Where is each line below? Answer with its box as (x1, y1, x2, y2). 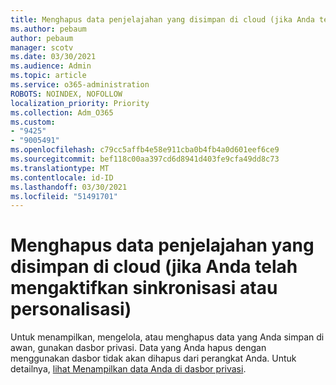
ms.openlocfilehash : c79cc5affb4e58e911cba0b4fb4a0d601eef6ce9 (10, 145, 280, 155)
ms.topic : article (10, 71, 87, 81)
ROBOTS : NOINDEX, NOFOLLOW (10, 89, 123, 99)
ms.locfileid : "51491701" (10, 191, 118, 201)
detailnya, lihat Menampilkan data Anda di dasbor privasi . (10, 363, 247, 375)
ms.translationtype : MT (10, 163, 110, 173)
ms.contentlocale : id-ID (10, 172, 114, 183)
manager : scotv (10, 42, 74, 53)
